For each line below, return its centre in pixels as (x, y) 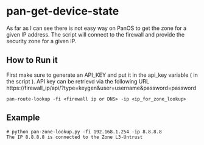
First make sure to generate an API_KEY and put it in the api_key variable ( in (102, 75)
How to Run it (32, 60)
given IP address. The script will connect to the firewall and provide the (96, 34)
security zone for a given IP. (41, 41)
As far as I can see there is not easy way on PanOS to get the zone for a (97, 28)
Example (23, 118)
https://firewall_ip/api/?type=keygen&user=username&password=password (101, 88)
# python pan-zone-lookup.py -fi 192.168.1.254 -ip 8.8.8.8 (84, 132)
